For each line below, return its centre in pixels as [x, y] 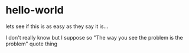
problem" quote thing [31, 44]
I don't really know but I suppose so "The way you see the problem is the [94, 37]
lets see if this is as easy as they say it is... [57, 26]
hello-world [35, 10]
